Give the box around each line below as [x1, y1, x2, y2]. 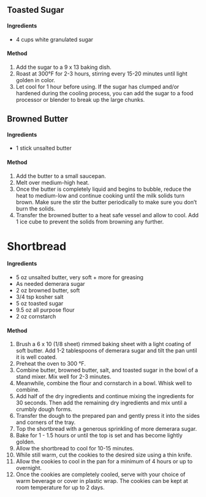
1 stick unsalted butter [15, 144, 72, 152]
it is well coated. [15, 353, 58, 361]
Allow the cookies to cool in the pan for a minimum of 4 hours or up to [15, 458, 193, 465]
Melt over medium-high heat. [15, 179, 90, 186]
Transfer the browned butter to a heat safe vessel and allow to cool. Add [15, 211, 199, 218]
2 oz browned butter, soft [15, 287, 80, 294]
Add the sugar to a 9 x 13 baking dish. [15, 63, 112, 71]
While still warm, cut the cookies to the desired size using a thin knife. [15, 451, 193, 459]
